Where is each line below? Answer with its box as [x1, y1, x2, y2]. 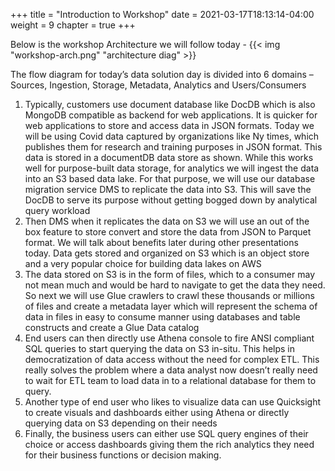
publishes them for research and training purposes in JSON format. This [24, 141, 323, 153]
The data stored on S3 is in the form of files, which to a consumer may [24, 269, 315, 280]
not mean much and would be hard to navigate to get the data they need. [24, 279, 326, 291]
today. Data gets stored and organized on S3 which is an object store [24, 247, 310, 259]
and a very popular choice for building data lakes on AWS [24, 258, 262, 269]
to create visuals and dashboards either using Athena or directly [24, 407, 290, 418]
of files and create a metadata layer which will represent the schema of [24, 300, 318, 312]
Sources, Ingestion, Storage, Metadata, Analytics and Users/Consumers [10, 79, 307, 91]
